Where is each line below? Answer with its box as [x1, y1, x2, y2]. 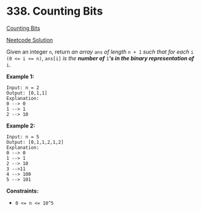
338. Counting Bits [6, 4, 104, 18]
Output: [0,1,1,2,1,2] [6, 139, 64, 145]
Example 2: [6, 122, 35, 129]
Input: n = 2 [6, 84, 40, 91]
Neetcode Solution [6, 36, 54, 43]
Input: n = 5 [6, 134, 40, 140]
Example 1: [6, 73, 35, 80]
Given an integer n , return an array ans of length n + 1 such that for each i [6, 48, 194, 55]
